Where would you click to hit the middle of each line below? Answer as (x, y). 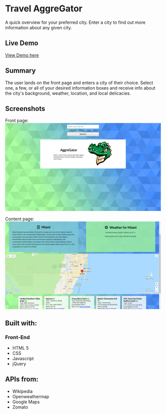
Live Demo (22, 43)
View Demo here (22, 55)
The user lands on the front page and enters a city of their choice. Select (79, 83)
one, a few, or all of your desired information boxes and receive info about (80, 88)
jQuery (19, 364)
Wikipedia (22, 391)
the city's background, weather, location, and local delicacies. (68, 93)
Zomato (20, 407)
